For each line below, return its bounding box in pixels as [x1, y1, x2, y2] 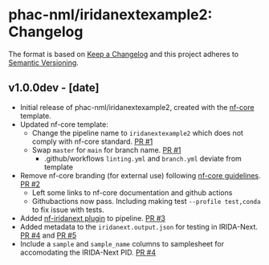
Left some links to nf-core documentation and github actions [31, 187, 233, 198]
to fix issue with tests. [31, 205, 104, 214]
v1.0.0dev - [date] [8, 81, 100, 95]
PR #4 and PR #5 [19, 230, 77, 240]
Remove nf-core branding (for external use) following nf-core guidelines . [19, 170, 261, 180]
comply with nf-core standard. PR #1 [31, 137, 153, 146]
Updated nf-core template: [19, 119, 108, 129]
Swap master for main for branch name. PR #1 [31, 145, 181, 154]
